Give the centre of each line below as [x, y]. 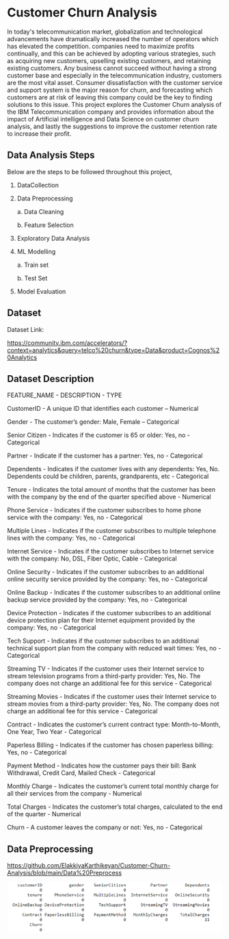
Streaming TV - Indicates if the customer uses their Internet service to [106, 669]
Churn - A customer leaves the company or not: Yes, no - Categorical [105, 827]
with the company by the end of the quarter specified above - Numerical [109, 497]
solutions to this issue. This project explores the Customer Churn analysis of [114, 104]
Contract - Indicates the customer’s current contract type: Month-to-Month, [114, 724]
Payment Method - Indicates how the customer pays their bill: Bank [102, 765]
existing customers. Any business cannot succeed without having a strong [112, 68]
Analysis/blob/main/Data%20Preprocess [64, 873]
